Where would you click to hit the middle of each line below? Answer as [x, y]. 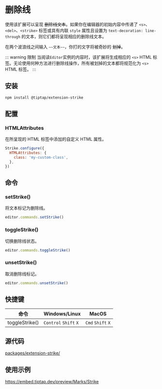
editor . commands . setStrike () [34, 217]
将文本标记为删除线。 [26, 208]
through [13, 37]
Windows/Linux [62, 314]
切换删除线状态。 [22, 241]
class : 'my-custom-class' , [41, 158]
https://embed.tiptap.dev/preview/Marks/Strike [52, 382]
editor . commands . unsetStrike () [37, 283]
